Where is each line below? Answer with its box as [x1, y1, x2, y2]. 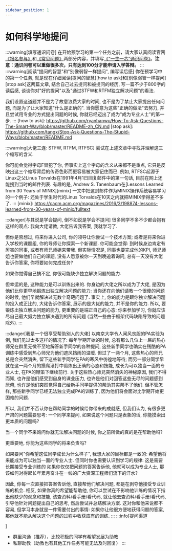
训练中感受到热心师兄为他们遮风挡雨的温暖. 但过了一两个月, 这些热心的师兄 [5, 349, 163, 356]
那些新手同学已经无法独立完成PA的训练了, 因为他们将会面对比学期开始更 [12, 388, 164, 394]
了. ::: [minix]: [5, 200, 34, 206]
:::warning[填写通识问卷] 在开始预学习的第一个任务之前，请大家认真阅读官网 [5, 49, 165, 55]
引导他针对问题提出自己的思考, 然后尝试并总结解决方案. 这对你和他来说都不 [5, 500, 163, 506]
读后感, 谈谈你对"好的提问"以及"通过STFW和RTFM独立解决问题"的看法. [5, 87, 155, 94]
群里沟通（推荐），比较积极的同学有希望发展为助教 [12, 533, 119, 540]
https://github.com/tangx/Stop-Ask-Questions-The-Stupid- [5, 128, 130, 135]
